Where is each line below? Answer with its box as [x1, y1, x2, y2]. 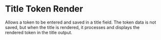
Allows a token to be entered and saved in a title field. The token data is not [5, 19, 156, 25]
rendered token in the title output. [5, 29, 72, 35]
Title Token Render [5, 3, 83, 14]
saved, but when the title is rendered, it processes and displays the [5, 24, 140, 30]
